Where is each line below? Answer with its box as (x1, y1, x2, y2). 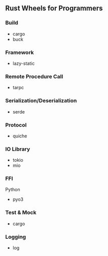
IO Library (5, 145, 30, 153)
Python (5, 187, 20, 193)
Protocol (5, 121, 27, 128)
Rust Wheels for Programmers (5, 4, 103, 13)
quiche (12, 133, 27, 139)
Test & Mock (5, 209, 37, 216)
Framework (5, 49, 34, 56)
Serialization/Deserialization (5, 97, 77, 104)
